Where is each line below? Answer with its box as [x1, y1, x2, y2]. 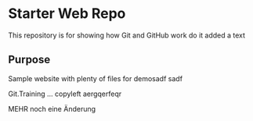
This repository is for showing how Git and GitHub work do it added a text [8, 30, 245, 40]
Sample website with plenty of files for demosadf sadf [8, 73, 183, 83]
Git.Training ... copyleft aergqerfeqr [8, 89, 122, 98]
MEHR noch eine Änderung [8, 104, 96, 113]
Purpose [8, 53, 51, 66]
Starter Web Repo [8, 5, 126, 23]
